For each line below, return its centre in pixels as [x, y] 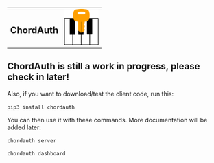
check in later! [38, 77]
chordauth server [32, 141]
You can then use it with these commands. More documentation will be [107, 120]
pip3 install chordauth [41, 107]
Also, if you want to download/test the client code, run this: [90, 94]
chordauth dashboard [37, 153]
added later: [24, 127]
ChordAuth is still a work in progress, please [104, 66]
